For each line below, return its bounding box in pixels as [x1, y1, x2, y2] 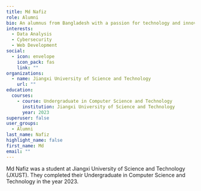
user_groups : [6, 121, 39, 127]
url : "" [17, 82, 36, 88]
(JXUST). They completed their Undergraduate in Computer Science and [6, 171, 185, 178]
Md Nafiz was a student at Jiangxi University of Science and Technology [6, 165, 185, 172]
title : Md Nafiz [6, 8, 47, 15]
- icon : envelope [11, 53, 55, 59]
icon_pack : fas [17, 59, 55, 65]
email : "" [6, 148, 31, 154]
